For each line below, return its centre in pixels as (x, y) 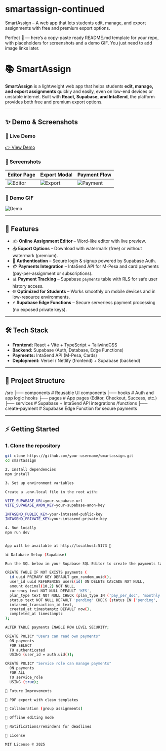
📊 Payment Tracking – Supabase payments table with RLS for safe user (85, 279)
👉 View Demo (20, 147)
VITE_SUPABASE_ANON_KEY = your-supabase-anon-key (55, 505)
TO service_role (26, 677)
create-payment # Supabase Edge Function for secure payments (71, 408)
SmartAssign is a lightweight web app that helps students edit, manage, (79, 86)
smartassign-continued (55, 9)
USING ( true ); (24, 682)
